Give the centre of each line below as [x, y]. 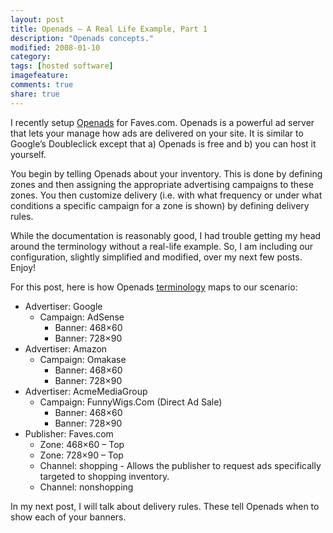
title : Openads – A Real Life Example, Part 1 [109, 29]
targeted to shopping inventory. [104, 476]
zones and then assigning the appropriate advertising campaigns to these [162, 184]
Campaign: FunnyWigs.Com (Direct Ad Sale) [131, 402]
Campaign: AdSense [82, 317]
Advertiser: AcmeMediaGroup [86, 391]
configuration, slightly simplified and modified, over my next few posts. [156, 257]
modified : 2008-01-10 [55, 47]
